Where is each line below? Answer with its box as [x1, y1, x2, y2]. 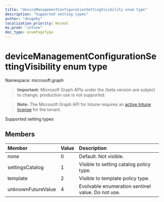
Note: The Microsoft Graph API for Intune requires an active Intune [17, 101, 151, 107]
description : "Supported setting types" [5, 12, 89, 17]
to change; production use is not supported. [17, 92, 106, 98]
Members [5, 130, 35, 139]
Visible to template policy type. [79, 175, 150, 182]
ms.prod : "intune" [5, 25, 42, 30]
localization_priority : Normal [5, 20, 69, 26]
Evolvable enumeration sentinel [79, 182, 151, 189]
